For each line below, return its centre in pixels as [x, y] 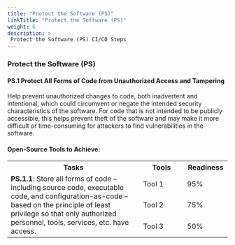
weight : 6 [22, 27]
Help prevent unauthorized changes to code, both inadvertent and [102, 96]
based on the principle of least [60, 205]
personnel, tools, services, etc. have [70, 223]
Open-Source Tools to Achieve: [54, 149]
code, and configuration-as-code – [69, 196]
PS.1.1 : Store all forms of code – [64, 179]
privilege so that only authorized [64, 214]
